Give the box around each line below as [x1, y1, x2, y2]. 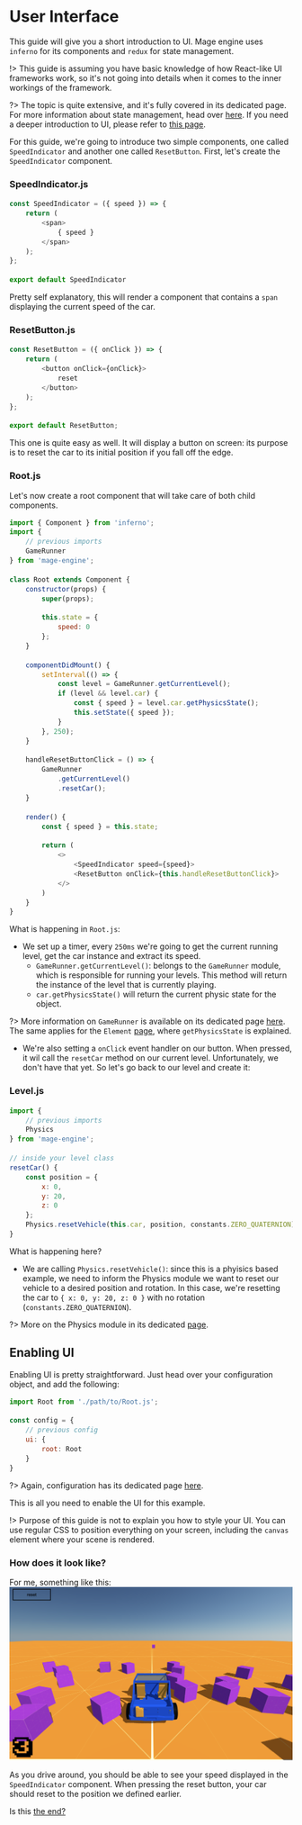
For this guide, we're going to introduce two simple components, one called [9, 136, 289, 147]
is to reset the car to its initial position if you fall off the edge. [9, 447, 234, 458]
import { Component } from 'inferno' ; [9, 518, 155, 528]
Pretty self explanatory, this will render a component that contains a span [9, 292, 279, 303]
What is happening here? [9, 1245, 102, 1257]
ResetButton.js [9, 324, 76, 337]
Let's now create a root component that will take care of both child [9, 490, 256, 501]
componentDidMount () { [25, 660, 111, 670]
